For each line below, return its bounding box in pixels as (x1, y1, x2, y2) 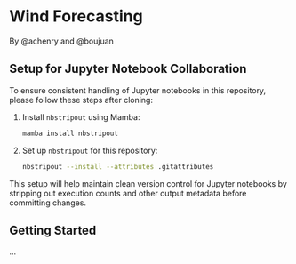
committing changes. (9, 197, 87, 208)
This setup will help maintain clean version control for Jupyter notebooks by (9, 178, 287, 188)
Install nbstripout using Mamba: (21, 111, 140, 122)
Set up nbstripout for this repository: (21, 145, 158, 156)
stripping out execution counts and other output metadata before (9, 188, 247, 198)
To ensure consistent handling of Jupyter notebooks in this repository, (9, 84, 267, 95)
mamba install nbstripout (21, 129, 118, 138)
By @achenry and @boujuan (9, 36, 114, 46)
